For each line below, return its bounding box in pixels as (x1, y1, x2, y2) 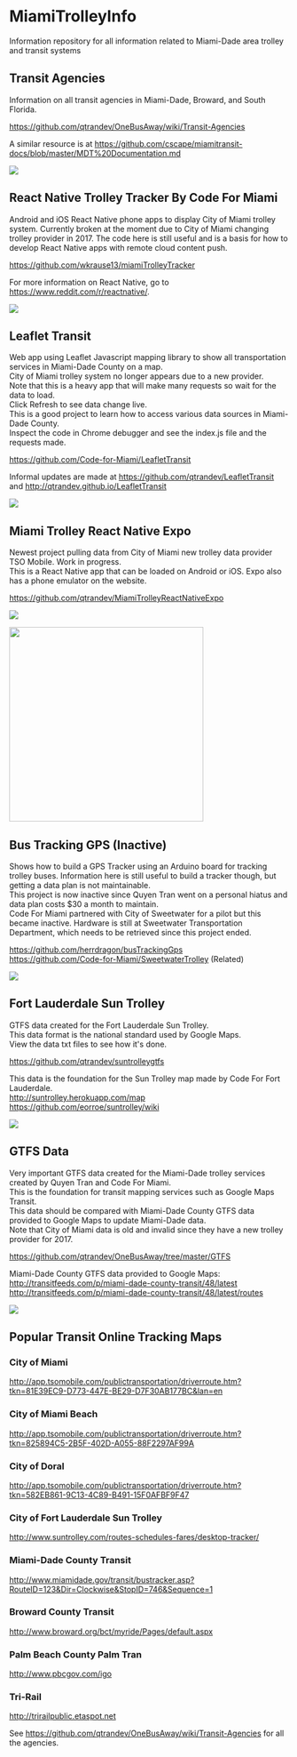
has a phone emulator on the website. (9, 575, 147, 586)
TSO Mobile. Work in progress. (9, 557, 121, 567)
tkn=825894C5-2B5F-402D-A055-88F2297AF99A (9, 1438, 195, 1448)
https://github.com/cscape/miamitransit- (94, 138, 243, 148)
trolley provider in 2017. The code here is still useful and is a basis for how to (9, 233, 288, 244)
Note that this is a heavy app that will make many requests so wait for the (9, 381, 277, 391)
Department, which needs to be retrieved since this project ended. (9, 927, 252, 937)
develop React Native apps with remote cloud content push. (9, 242, 228, 253)
